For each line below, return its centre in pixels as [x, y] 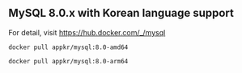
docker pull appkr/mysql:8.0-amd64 [68, 47]
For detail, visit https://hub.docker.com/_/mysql [87, 32]
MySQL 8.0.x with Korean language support [121, 13]
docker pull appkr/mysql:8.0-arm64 [68, 61]
